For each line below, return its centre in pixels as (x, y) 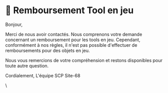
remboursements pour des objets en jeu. (48, 50)
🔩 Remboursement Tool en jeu (70, 10)
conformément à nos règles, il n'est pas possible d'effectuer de (71, 45)
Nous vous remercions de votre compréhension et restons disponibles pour (84, 60)
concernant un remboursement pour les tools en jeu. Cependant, (73, 40)
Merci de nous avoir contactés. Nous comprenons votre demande (74, 34)
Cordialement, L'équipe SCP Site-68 (43, 75)
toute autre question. (27, 66)
